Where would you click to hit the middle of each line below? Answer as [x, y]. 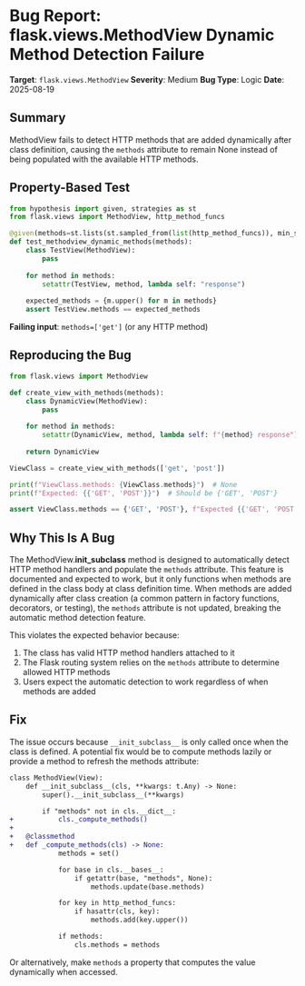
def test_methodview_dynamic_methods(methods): [101, 242]
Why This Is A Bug [62, 538]
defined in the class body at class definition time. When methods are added [151, 589]
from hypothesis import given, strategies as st [103, 209]
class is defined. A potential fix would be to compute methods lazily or [141, 752]
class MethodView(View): [56, 778]
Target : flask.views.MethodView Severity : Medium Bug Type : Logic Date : [147, 79]
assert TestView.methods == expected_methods [113, 310]
